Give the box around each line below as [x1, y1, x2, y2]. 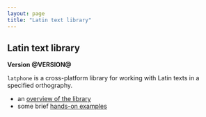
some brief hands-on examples [17, 102, 108, 111]
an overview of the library [17, 95, 92, 103]
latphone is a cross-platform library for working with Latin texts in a [7, 74, 200, 82]
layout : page [7, 10, 45, 17]
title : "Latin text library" [7, 17, 92, 24]
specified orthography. [7, 81, 73, 90]
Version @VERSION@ [7, 60, 72, 69]
